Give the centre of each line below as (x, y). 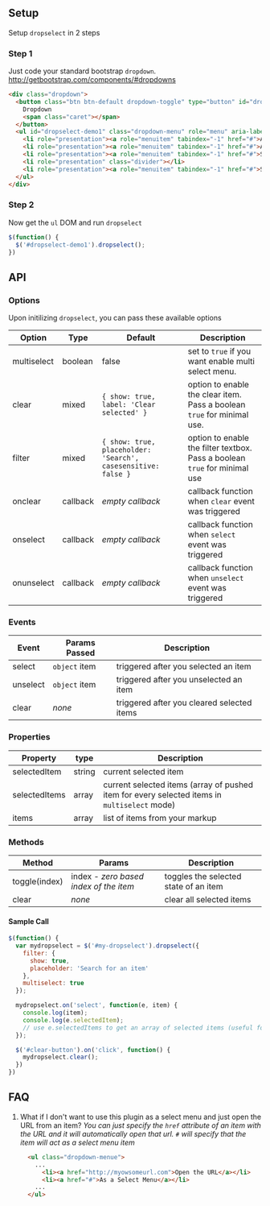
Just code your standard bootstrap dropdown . (82, 71)
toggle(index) (38, 881)
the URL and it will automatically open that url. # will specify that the (133, 1133)
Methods (26, 842)
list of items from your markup (160, 818)
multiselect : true (53, 983)
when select (212, 535)
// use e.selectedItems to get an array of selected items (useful (138, 1028)
